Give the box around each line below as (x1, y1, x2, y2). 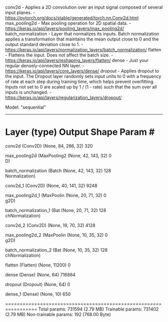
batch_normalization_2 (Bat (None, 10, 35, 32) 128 (5, 247, 108, 253)
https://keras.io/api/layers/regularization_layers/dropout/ (5, 94, 122, 100)
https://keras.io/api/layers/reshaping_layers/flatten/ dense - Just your (5, 57, 149, 63)
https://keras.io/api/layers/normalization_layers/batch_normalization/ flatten (5, 47, 161, 52)
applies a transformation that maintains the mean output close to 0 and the (5, 36, 159, 42)
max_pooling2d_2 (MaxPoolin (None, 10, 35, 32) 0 (5, 232, 108, 238)
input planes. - (5, 9, 35, 15)
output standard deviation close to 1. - (5, 41, 83, 47)
